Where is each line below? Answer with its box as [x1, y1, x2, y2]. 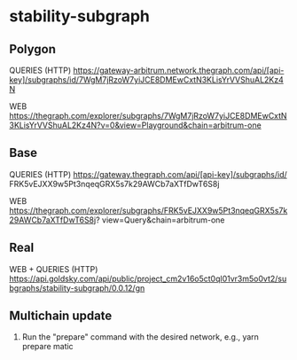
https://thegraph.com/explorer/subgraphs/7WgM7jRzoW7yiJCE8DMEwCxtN [9, 111, 287, 121]
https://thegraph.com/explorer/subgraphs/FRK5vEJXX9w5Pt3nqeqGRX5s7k [9, 205, 288, 215]
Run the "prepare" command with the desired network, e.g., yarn [21, 332, 260, 342]
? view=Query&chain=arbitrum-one [96, 215, 225, 225]
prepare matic [21, 341, 74, 352]
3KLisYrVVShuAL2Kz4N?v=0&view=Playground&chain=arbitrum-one [9, 120, 262, 130]
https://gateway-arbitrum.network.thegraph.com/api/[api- [73, 65, 285, 75]
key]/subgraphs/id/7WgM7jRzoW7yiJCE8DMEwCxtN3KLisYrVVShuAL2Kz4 [9, 74, 284, 85]
